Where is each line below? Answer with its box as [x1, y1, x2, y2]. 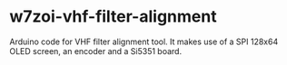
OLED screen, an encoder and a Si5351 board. [9, 45, 183, 56]
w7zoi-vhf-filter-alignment [9, 6, 217, 27]
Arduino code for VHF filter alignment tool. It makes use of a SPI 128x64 [9, 36, 279, 47]
